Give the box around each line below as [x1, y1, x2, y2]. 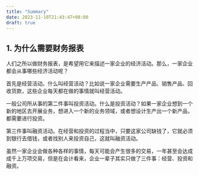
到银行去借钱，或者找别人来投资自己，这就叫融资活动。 [6, 135, 141, 142]
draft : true [6, 20, 36, 26]
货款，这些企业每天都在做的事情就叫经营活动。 [11, 87, 126, 95]
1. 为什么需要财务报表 [6, 43, 84, 53]
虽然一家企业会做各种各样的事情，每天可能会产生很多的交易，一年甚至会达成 [6, 148, 193, 155]
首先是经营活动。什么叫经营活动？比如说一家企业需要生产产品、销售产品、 [6, 80, 188, 87]
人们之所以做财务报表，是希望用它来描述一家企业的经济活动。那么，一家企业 [6, 60, 193, 67]
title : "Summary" [6, 8, 49, 15]
